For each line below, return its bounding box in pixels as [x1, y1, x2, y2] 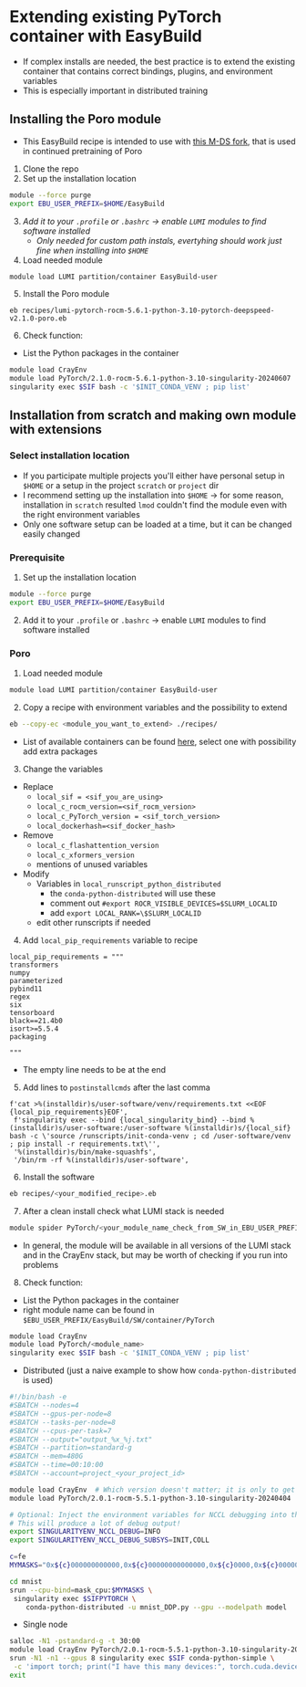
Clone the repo [22, 162, 79, 174]
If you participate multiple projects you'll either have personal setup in [22, 470, 285, 481]
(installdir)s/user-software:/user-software [9, 1123, 181, 1133]
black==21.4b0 [9, 1016, 64, 1025]
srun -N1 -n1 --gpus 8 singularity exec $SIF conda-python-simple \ [9, 1654, 275, 1663]
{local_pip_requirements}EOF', [9, 1107, 128, 1116]
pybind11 [9, 984, 43, 993]
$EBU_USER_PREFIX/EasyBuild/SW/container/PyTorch [22, 1315, 216, 1325]
